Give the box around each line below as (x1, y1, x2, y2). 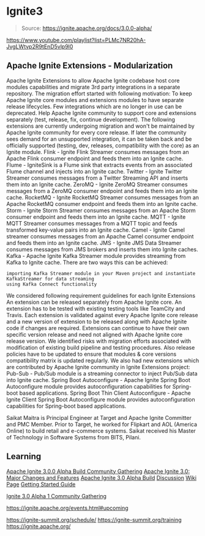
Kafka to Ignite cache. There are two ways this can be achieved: (6, 259, 168, 266)
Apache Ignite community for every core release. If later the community (6, 128, 187, 136)
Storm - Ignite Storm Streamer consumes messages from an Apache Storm (6, 207, 196, 214)
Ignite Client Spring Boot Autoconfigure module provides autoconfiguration (6, 395, 196, 403)
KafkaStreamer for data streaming (6, 276, 95, 282)
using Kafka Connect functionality (6, 281, 97, 287)
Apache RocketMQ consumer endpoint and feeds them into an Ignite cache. (6, 200, 198, 207)
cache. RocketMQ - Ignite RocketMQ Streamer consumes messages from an (6, 194, 199, 201)
